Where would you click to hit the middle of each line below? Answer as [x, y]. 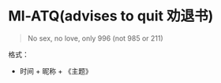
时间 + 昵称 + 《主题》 [56, 70]
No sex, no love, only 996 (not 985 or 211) [95, 38]
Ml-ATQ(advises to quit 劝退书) [111, 16]
